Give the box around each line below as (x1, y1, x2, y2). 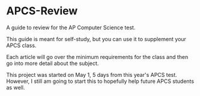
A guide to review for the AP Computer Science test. (6, 24, 136, 31)
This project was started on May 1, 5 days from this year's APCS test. (6, 71, 177, 78)
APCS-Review (6, 4, 78, 18)
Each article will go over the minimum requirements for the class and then (6, 53, 189, 60)
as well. (6, 83, 25, 91)
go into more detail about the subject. (6, 60, 99, 67)
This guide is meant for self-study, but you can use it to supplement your (6, 35, 186, 42)
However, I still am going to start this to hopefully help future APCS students (6, 78, 194, 85)
